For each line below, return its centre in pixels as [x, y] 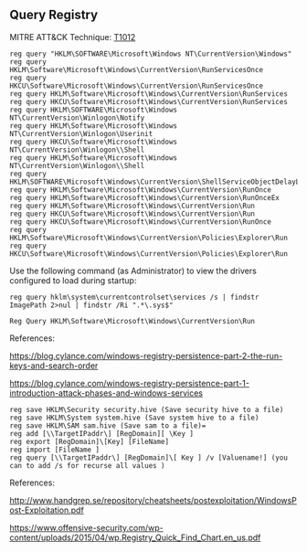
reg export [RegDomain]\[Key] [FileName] [90, 441]
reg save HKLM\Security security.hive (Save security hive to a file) [147, 409]
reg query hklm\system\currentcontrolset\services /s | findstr [134, 297]
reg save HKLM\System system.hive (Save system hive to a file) [134, 418]
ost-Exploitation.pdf [47, 510]
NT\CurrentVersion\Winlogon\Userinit [81, 133]
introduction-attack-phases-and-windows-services [106, 393]
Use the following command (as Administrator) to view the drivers [133, 271]
